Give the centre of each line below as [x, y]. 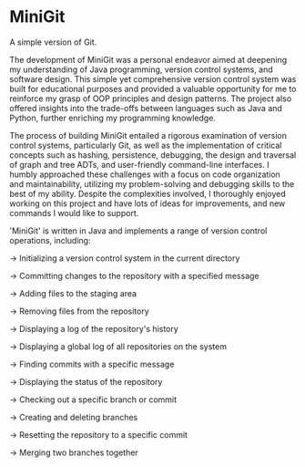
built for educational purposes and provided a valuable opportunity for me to [153, 88]
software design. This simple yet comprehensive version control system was [153, 78]
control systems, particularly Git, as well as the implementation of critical [146, 145]
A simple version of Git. [53, 42]
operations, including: [50, 240]
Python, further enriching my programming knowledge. [113, 118]
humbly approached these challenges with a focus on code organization [145, 174]
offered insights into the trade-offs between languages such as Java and [146, 108]
